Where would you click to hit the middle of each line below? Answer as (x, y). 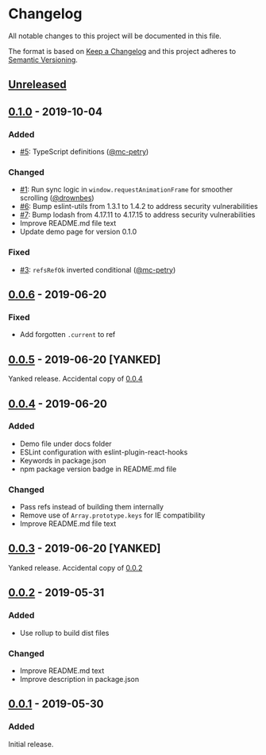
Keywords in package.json (63, 460)
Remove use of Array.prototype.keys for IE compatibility (112, 515)
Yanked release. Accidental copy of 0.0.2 (75, 567)
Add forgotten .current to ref (67, 335)
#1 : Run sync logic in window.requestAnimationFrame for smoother (126, 190)
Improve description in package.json (79, 679)
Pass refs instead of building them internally (92, 507)
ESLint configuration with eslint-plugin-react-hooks (104, 452)
